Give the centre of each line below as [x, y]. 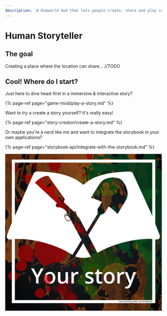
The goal [19, 54]
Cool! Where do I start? [42, 82]
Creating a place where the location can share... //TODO [63, 66]
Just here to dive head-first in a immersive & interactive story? [69, 94]
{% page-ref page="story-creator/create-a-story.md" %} [64, 122]
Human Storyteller [44, 36]
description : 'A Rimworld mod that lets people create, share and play [81, 10]
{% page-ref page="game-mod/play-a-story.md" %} [59, 103]
